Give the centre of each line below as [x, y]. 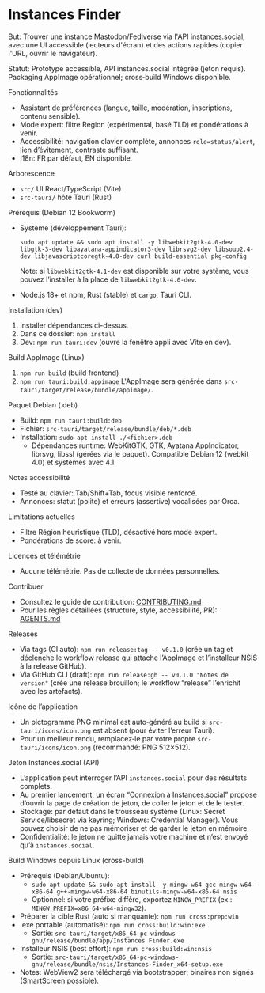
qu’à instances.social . [57, 845]
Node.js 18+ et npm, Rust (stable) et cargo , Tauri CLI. [106, 294]
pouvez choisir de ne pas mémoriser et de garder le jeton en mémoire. [134, 828]
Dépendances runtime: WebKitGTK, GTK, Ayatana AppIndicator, [135, 445]
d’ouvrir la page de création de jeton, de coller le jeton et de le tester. [132, 803]
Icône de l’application [43, 707]
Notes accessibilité [39, 477]
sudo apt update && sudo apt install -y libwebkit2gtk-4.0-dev [126, 242]
